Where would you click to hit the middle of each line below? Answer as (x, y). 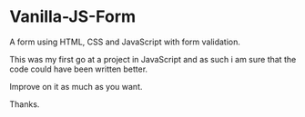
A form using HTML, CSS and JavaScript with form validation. (125, 42)
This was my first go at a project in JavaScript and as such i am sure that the (153, 59)
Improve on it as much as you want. (76, 86)
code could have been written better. (79, 69)
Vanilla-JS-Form (73, 17)
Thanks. (25, 104)
